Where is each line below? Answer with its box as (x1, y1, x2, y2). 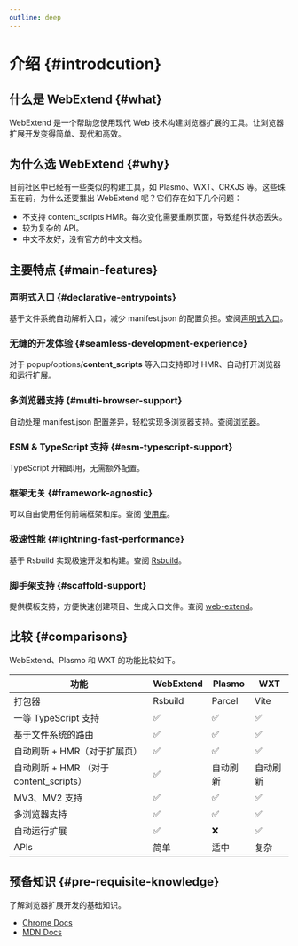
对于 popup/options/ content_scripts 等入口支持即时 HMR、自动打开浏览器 (9, 359, 282, 370)
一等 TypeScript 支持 (13, 711, 100, 723)
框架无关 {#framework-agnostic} (9, 487, 153, 499)
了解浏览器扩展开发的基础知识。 (9, 899, 126, 910)
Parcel (211, 694, 239, 707)
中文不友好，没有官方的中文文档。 (21, 234, 147, 245)
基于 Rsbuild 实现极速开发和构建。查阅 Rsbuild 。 (9, 555, 187, 566)
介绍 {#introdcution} (9, 54, 162, 74)
